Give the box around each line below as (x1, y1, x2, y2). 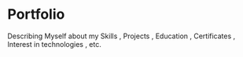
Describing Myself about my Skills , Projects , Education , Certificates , (7, 31, 236, 41)
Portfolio (7, 5, 65, 23)
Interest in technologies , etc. (7, 39, 101, 48)
